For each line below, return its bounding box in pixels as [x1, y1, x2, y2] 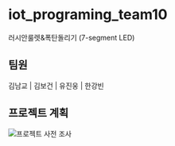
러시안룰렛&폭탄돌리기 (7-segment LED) [8, 33, 135, 42]
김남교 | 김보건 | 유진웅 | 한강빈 [8, 81, 105, 90]
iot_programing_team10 [8, 6, 168, 24]
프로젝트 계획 [8, 106, 69, 120]
